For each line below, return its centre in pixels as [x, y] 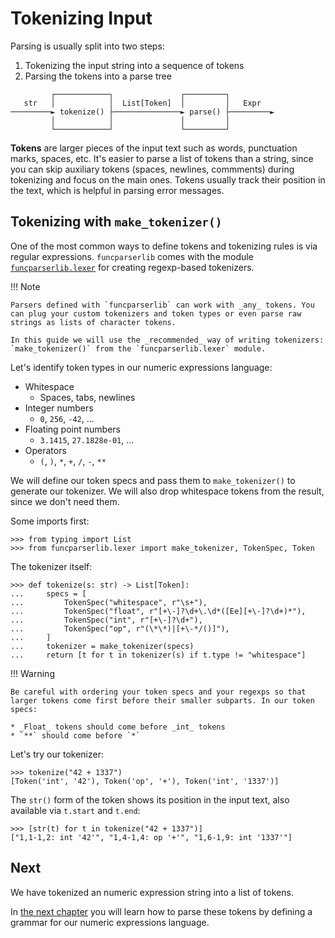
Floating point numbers [72, 429]
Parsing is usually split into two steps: [87, 46]
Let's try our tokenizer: [57, 754]
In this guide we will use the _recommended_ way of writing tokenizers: [167, 340]
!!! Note [25, 286]
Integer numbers [59, 408]
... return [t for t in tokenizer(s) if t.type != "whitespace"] [158, 655]
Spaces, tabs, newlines [87, 397]
